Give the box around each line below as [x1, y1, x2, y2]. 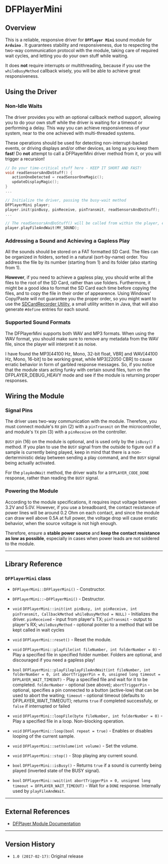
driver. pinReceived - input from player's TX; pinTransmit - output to [12, 616, 152, 622]
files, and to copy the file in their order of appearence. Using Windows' [5, 290, 151, 296]
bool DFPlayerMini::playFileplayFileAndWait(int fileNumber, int [12, 668, 151, 673]
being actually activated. [5, 460, 56, 466]
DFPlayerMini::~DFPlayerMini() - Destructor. [12, 596, 105, 602]
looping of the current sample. [12, 733, 75, 739]
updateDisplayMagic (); [11, 180, 59, 185]
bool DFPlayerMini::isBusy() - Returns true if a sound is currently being [12, 762, 161, 768]
